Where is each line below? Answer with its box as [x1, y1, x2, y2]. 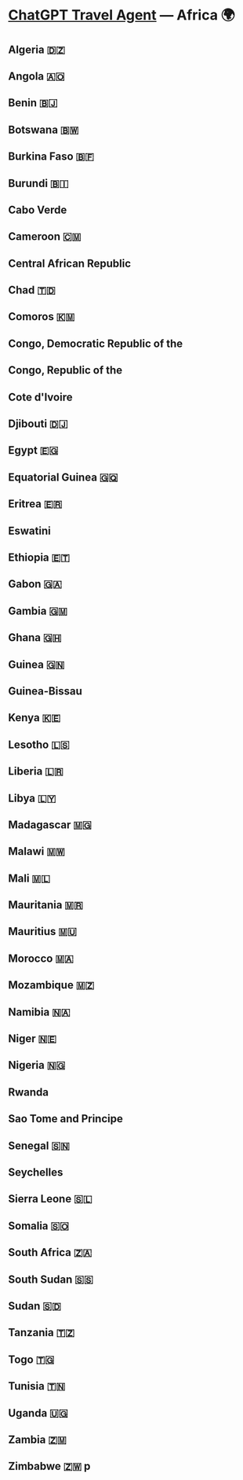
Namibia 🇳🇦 [8, 1005, 71, 1018]
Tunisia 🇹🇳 [8, 1379, 66, 1393]
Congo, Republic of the [8, 363, 123, 377]
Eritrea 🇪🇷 [8, 497, 63, 511]
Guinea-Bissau [8, 684, 82, 698]
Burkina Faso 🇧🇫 [8, 150, 94, 164]
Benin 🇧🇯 [8, 96, 58, 110]
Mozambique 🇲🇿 [8, 978, 95, 992]
